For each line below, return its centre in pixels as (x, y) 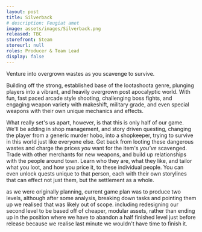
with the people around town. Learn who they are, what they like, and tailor (99, 160)
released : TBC (24, 34)
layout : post (23, 12)
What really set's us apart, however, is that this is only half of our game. (95, 122)
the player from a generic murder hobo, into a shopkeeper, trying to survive (100, 135)
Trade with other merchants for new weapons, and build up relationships (96, 154)
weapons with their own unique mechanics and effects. (75, 111)
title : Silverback (29, 17)
